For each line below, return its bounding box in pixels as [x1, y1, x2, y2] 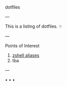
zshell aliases [12, 52, 40, 58]
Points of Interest [5, 43, 40, 48]
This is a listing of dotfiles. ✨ [5, 23, 63, 29]
